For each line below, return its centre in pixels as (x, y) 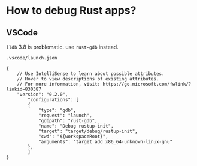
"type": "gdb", (57, 110)
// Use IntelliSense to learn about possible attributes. (91, 74)
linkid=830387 (24, 89)
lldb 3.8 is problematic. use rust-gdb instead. (62, 47)
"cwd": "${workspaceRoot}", (73, 137)
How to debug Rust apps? (71, 10)
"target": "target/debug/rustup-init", (88, 131)
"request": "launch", (65, 116)
